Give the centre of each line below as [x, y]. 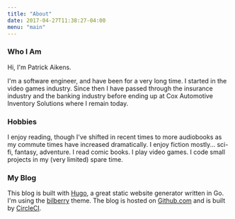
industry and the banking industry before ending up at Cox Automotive [110, 95]
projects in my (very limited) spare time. [65, 159]
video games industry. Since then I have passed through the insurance [110, 88]
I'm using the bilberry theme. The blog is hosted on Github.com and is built [116, 201]
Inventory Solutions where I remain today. [68, 103]
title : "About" [30, 14]
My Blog [22, 177]
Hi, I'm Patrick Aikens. [40, 67]
